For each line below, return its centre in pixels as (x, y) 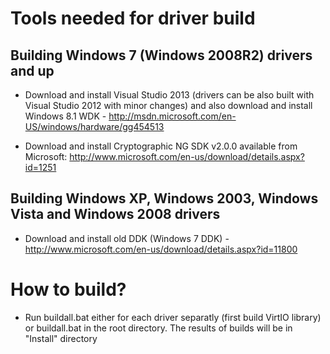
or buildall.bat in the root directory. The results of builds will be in (158, 328)
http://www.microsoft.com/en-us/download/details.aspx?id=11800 (161, 249)
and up (32, 70)
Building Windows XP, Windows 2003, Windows (164, 198)
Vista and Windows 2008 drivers (115, 214)
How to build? (68, 289)
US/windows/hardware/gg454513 (94, 126)
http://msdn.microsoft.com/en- (172, 116)
